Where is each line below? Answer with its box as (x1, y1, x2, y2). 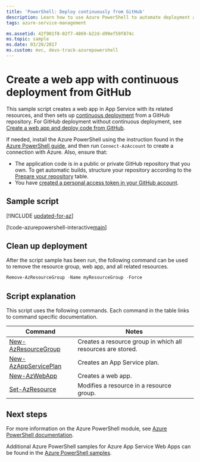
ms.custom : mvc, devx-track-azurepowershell (6, 47, 118, 54)
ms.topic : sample (6, 36, 49, 42)
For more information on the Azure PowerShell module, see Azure (6, 424, 167, 432)
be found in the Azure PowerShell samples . (6, 449, 112, 456)
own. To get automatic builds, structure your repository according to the (14, 166, 192, 173)
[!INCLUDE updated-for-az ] (6, 212, 74, 219)
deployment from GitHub (6, 86, 132, 99)
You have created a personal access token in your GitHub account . (14, 179, 179, 186)
